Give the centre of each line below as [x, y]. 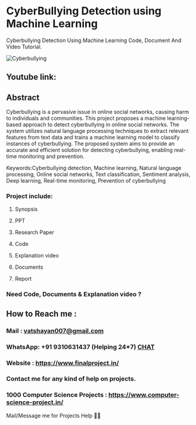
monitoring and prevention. [51, 156]
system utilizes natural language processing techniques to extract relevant [97, 131]
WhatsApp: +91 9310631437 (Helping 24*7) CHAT [80, 347]
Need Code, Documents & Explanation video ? [74, 295]
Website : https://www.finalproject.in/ [63, 363]
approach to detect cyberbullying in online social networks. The [101, 125]
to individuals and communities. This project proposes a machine [86, 119]
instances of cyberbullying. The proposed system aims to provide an [90, 144]
